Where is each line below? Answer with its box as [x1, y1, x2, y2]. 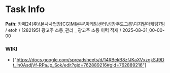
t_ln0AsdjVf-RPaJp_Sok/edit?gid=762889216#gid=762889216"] [12, 62, 147, 68]
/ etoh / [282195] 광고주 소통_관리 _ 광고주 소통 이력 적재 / [5, 27, 122, 33]
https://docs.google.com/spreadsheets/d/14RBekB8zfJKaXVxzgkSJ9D [16, 57, 165, 63]
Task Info [5, 4, 45, 15]
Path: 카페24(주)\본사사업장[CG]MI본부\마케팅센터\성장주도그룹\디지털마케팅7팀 [5, 21, 165, 27]
